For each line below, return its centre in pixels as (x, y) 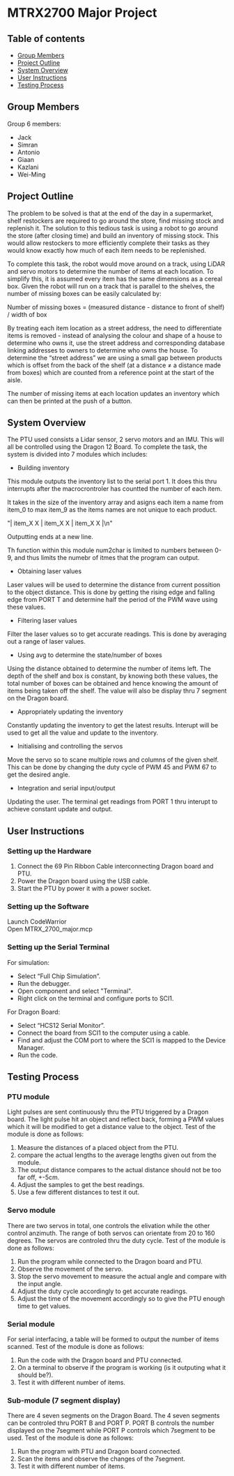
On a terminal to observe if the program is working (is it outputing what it (122, 1367)
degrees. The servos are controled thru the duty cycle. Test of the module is (117, 1240)
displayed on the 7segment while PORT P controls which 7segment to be (111, 1431)
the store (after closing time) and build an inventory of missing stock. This (113, 235)
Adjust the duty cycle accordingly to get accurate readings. (102, 1291)
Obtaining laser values (49, 571)
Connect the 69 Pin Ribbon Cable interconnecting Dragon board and (115, 866)
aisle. (15, 380)
